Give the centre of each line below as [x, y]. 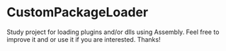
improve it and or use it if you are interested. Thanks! [84, 39]
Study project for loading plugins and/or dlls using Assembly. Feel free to [113, 32]
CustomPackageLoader [78, 12]
